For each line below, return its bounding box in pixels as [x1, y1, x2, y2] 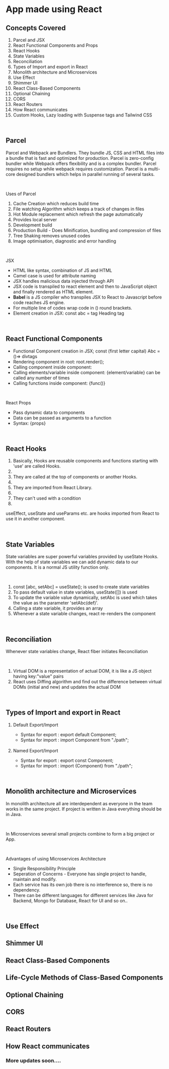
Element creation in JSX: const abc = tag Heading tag [13, 310, 125, 316]
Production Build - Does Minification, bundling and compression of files [13, 227, 161, 233]
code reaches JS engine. [13, 299, 65, 306]
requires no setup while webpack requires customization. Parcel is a [6, 165, 147, 172]
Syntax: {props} [13, 420, 46, 426]
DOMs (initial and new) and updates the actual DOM [13, 684, 121, 690]
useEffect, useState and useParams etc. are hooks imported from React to [6, 510, 160, 516]
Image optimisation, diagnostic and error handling [13, 238, 116, 244]
